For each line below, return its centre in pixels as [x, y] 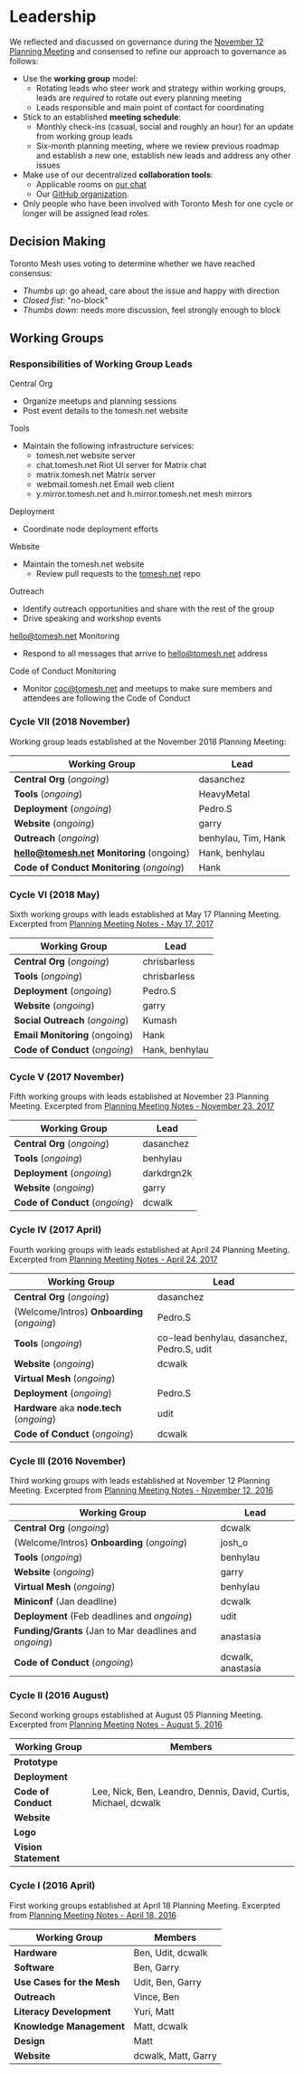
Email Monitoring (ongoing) [74, 1036]
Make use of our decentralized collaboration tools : [118, 175]
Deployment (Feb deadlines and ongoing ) [103, 1616]
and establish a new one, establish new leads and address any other [163, 155]
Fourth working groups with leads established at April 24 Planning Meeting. [150, 1249]
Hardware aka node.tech [68, 1408]
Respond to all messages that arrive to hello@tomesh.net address [145, 654]
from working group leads [84, 136]
